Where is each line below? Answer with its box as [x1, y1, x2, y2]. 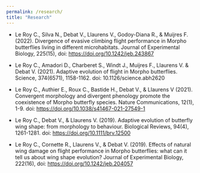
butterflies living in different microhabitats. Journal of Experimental [14, 43, 180, 51]
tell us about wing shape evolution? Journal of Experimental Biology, [14, 153, 184, 160]
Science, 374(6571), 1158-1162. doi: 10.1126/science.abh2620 [14, 74, 165, 81]
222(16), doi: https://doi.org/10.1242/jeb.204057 [14, 160, 134, 167]
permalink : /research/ [6, 8, 63, 15]
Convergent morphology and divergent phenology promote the [14, 92, 171, 99]
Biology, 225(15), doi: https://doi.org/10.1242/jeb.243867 [14, 50, 154, 57]
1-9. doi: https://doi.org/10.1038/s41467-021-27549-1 [14, 105, 146, 112]
